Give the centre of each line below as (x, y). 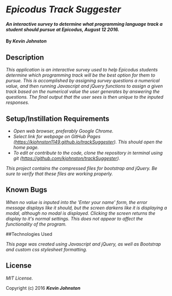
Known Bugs (27, 190)
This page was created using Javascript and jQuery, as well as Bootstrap (83, 244)
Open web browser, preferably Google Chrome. (63, 131)
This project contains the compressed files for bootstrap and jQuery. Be (82, 168)
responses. (18, 103)
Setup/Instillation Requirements (58, 118)
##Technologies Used (29, 234)
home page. (26, 147)
